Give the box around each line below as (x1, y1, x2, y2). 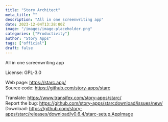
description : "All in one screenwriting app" (5, 17, 104, 22)
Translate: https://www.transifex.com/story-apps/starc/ (5, 94, 122, 101)
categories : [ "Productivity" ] (5, 31, 70, 36)
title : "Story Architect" (5, 7, 60, 13)
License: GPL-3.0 (5, 69, 42, 76)
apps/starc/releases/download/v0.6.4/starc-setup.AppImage (5, 111, 134, 117)
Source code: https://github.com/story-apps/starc (5, 85, 111, 91)
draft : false (5, 45, 33, 51)
